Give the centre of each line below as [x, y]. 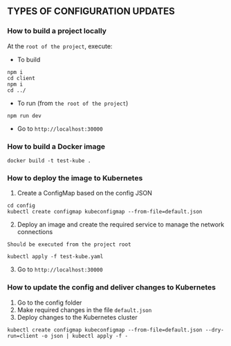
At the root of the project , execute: [60, 46]
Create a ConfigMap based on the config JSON [84, 193]
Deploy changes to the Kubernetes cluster [77, 317]
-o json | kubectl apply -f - [85, 336]
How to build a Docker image [56, 146]
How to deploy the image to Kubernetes [75, 177]
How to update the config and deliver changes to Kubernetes [112, 287]
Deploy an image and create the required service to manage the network [121, 224]
